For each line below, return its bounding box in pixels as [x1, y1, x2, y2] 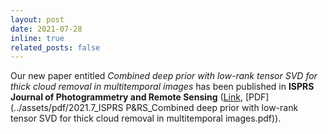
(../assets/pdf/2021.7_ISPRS [10, 102, 124, 114]
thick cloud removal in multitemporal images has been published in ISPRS [10, 81, 315, 93]
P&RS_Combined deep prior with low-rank [125, 102, 299, 114]
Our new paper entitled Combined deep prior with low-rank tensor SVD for [10, 70, 318, 82]
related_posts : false [10, 42, 101, 53]
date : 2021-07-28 [10, 24, 83, 34]
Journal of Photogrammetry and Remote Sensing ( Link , [10, 91, 243, 103]
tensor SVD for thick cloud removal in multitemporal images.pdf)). [10, 112, 282, 125]
